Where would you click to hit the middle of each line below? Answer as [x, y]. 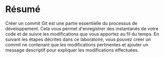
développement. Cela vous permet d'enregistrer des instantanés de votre [82, 28]
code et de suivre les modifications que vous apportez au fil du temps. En [82, 34]
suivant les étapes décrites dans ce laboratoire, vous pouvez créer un [78, 39]
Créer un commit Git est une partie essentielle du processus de [71, 23]
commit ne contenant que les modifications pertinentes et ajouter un [77, 44]
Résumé [23, 9]
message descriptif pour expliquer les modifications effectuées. [72, 50]
